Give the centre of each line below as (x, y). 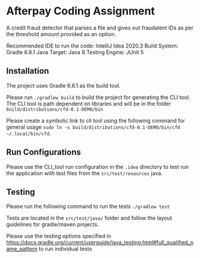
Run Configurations (44, 152)
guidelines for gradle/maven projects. (53, 224)
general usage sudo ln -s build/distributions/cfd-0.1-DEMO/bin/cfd (93, 127)
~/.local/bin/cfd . (29, 133)
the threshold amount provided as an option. (61, 34)
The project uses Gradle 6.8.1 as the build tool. (63, 85)
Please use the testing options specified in (59, 236)
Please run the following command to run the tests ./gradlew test (88, 206)
